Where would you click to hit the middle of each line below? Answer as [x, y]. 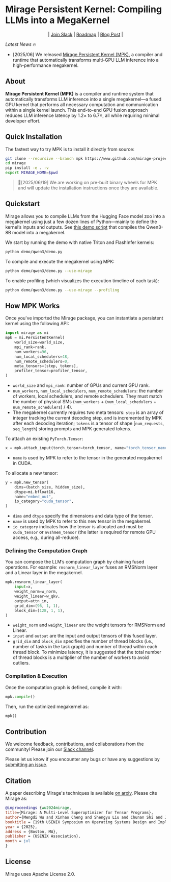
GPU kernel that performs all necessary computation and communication [82, 104]
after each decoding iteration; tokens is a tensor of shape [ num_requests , [88, 423]
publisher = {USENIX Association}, [43, 836]
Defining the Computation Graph [46, 551]
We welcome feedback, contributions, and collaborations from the [75, 744]
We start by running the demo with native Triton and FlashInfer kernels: [80, 242]
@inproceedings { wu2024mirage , [38, 808]
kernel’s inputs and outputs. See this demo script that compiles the [75, 227]
